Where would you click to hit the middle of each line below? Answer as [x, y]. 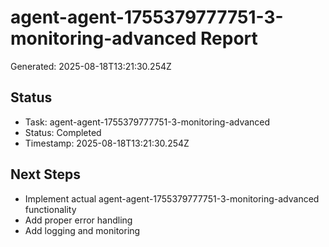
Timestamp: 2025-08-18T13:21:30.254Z [107, 143]
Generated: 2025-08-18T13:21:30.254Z [91, 66]
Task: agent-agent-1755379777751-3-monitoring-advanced [147, 122]
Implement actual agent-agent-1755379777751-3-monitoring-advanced [172, 198]
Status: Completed [63, 132]
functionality [50, 209]
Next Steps [45, 174]
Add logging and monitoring [82, 230]
